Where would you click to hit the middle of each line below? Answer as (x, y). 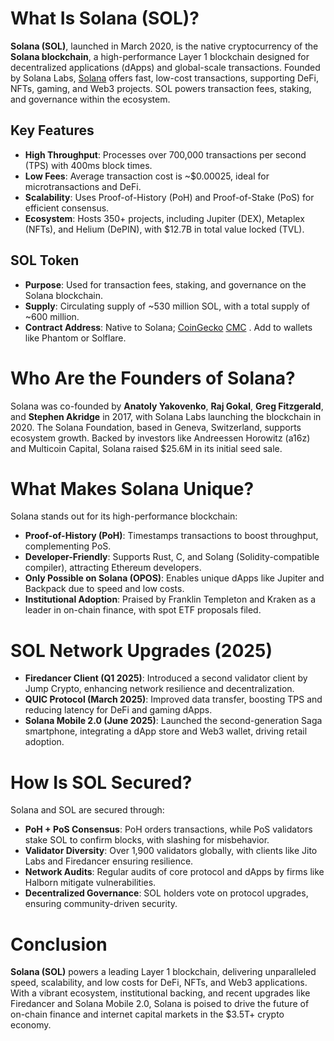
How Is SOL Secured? (101, 782)
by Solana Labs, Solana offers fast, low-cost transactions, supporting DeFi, (164, 78)
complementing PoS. (68, 546)
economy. (31, 1025)
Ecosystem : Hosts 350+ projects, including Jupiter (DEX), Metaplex (164, 218)
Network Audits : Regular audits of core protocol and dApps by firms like (174, 872)
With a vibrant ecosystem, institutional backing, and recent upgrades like (160, 993)
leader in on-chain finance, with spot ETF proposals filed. (143, 610)
